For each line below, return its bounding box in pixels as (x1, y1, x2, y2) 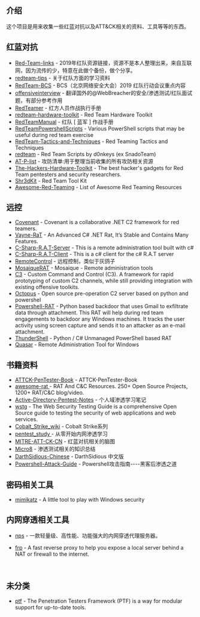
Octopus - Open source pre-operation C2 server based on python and (14, 290, 189, 297)
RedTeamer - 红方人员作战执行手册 (14, 104, 102, 111)
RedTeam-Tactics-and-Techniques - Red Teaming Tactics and (14, 138, 168, 145)
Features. (14, 238, 39, 245)
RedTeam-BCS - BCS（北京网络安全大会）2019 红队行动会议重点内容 (14, 82, 186, 89)
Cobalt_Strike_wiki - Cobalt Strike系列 (14, 423, 108, 430)
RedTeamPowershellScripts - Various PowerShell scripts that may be (14, 125, 185, 132)
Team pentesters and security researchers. (14, 171, 122, 178)
